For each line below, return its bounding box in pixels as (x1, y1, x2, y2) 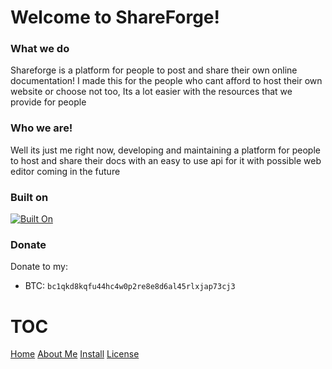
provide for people (10, 96, 87, 108)
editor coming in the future (10, 165, 121, 177)
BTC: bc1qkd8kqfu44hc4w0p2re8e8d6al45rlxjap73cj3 (24, 280, 236, 292)
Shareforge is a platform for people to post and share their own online (10, 64, 298, 76)
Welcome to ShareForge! (10, 6, 220, 29)
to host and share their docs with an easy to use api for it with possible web (10, 154, 322, 166)
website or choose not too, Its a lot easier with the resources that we (10, 86, 293, 98)
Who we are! (10, 121, 73, 135)
